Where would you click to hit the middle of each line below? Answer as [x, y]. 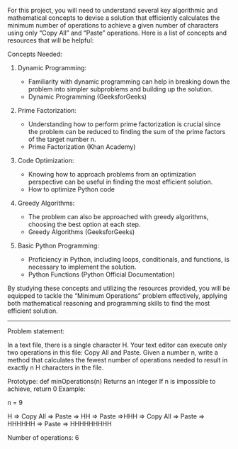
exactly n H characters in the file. [56, 367]
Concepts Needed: [35, 54]
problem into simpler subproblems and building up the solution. [120, 89]
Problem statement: [36, 331]
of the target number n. [62, 139]
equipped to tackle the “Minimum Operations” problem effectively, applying [117, 296]
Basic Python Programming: [58, 245]
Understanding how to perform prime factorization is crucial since [124, 124]
